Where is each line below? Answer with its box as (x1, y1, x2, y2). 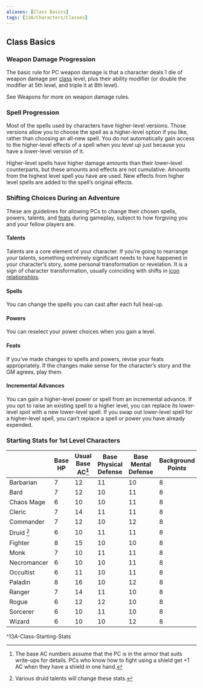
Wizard (9, 617, 30, 626)
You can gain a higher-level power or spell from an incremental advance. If (6, 395, 192, 403)
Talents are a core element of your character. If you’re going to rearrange (6, 247, 188, 255)
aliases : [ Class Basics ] (6, 8, 69, 15)
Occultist (9, 568, 35, 576)
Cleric (9, 508, 27, 516)
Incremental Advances (6, 382, 65, 389)
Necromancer (9, 558, 48, 566)
